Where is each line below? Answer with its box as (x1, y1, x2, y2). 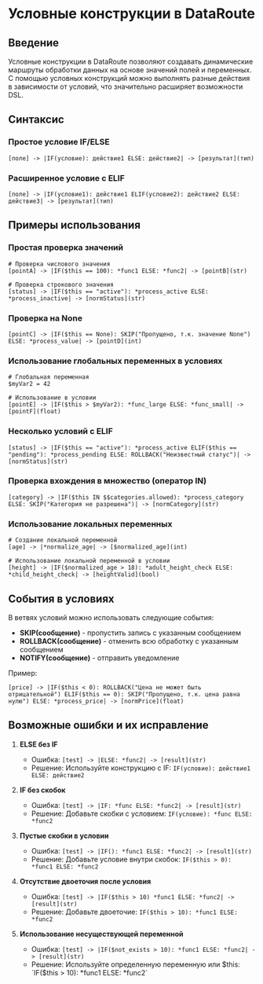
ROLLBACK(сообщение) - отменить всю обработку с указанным (19, 636, 239, 645)
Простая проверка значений (8, 242, 124, 253)
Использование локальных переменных (8, 518, 173, 529)
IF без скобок (19, 785, 66, 795)
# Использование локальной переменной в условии (8, 557, 170, 565)
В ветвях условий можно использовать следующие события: (8, 612, 214, 622)
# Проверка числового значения (8, 260, 111, 268)
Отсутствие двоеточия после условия (19, 876, 152, 886)
